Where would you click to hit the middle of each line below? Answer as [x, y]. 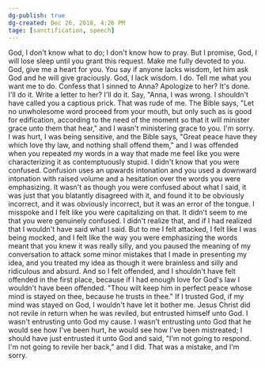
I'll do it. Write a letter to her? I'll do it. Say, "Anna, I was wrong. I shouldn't [129, 95]
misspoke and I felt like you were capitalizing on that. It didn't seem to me [128, 212]
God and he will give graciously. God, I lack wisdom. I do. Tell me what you [130, 78]
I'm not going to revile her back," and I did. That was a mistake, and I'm [124, 347]
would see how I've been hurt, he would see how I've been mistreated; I [125, 330]
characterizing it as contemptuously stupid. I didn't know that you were [124, 162]
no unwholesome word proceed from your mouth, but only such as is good [130, 112]
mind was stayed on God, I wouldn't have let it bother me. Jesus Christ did [129, 305]
